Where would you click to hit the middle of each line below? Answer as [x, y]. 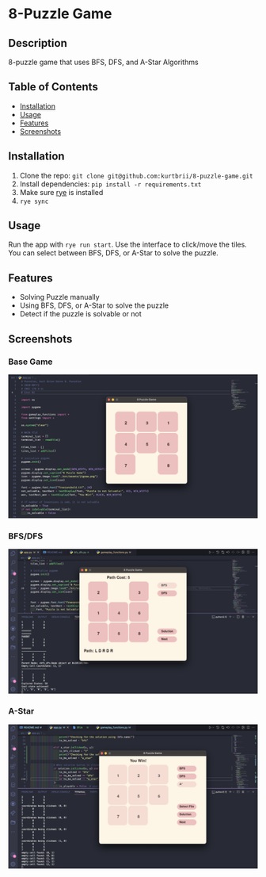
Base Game [30, 362]
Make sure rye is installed [61, 192]
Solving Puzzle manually [60, 297]
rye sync [34, 201]
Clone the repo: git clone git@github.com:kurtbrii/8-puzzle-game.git [136, 175]
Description [38, 43]
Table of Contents [53, 87]
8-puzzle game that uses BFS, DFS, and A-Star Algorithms [104, 62]
